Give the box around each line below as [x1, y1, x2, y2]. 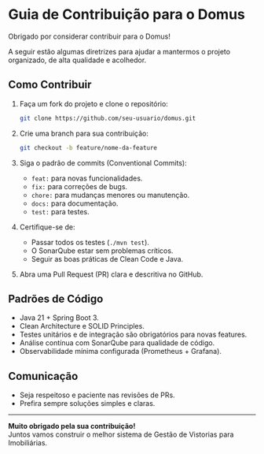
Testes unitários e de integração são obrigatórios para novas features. [19, 329, 247, 340]
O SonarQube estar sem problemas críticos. [31, 246, 174, 255]
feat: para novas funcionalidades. [31, 173, 143, 183]
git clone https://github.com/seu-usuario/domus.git [19, 114, 196, 122]
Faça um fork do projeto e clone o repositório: [19, 99, 169, 108]
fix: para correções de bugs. [31, 181, 128, 191]
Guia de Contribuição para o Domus [8, 6, 245, 24]
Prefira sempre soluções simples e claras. [19, 399, 156, 408]
